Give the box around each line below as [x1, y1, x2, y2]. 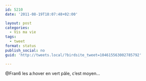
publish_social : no [5, 48, 45, 53]
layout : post [5, 21, 32, 26]
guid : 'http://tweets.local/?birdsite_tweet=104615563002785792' [5, 53, 142, 57]
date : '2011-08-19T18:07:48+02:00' [5, 12, 78, 17]
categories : [5, 25, 29, 30]
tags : [5, 34, 16, 39]
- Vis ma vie [9, 30, 36, 35]
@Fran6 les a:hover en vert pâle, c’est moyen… [5, 70, 100, 76]
